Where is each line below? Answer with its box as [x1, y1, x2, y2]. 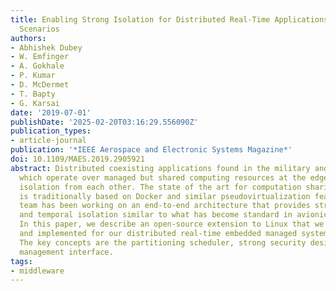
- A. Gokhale [10, 61, 65, 71]
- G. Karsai [10, 98, 60, 108]
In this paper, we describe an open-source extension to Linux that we [19, 219, 325, 230]
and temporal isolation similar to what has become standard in [19, 210, 293, 220]
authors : [10, 33, 47, 43]
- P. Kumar [10, 71, 56, 81]
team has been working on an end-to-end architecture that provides [19, 201, 311, 211]
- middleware [10, 266, 65, 276]
